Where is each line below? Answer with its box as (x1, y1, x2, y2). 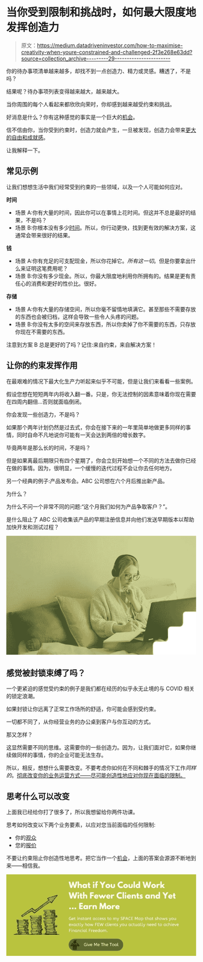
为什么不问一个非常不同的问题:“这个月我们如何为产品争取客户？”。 (6, 502, 170, 510)
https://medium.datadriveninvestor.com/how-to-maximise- (37, 42, 183, 49)
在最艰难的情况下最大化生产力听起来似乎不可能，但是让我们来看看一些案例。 (6, 377, 196, 385)
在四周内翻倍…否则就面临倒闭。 (6, 398, 86, 405)
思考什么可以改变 (6, 791, 70, 801)
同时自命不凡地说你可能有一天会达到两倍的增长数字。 (16, 431, 149, 438)
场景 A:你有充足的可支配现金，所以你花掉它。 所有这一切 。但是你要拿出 (14, 257, 191, 265)
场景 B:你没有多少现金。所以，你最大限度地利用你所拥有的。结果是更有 (14, 272, 191, 280)
